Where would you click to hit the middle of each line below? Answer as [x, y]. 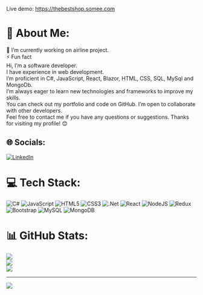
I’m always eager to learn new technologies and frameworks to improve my [100, 91]
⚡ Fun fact [19, 56]
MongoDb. [20, 85]
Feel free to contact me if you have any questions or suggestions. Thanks [98, 117]
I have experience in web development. [55, 71]
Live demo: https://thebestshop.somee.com [61, 9]
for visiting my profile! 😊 [37, 123]
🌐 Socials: [26, 143]
